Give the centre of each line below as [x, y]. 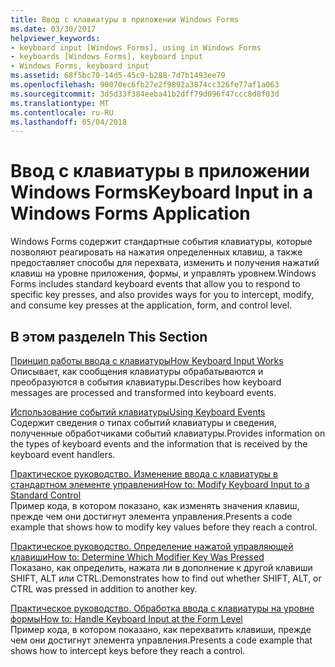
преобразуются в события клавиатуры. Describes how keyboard [146, 382]
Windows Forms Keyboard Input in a [161, 192]
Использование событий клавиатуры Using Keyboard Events [138, 412]
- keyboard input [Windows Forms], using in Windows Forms [136, 47]
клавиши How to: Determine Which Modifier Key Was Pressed [137, 557]
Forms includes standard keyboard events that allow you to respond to [155, 284]
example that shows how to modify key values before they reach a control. [164, 527]
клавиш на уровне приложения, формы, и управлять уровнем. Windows [163, 273]
